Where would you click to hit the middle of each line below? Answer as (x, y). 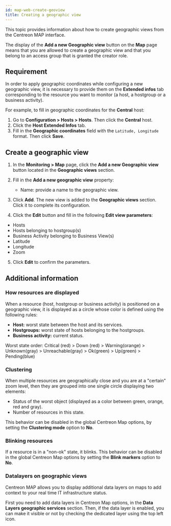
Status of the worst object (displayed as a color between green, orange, (88, 401)
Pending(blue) (20, 356)
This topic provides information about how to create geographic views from (85, 29)
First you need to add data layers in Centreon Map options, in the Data (79, 502)
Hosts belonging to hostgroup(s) (47, 231)
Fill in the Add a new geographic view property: (63, 180)
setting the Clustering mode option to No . (50, 428)
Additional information (42, 278)
